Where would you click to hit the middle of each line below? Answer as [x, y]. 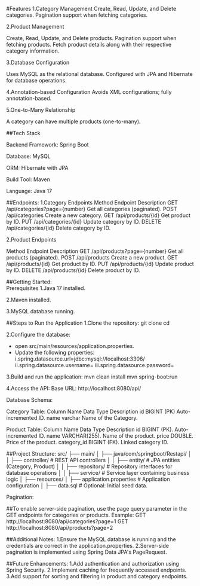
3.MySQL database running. [41, 311]
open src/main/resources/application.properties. [74, 346]
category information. [33, 51]
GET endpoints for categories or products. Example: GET [76, 515]
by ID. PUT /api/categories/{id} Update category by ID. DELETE [84, 222]
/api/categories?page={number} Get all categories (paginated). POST [92, 209]
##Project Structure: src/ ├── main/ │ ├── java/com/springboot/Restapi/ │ [99, 454]
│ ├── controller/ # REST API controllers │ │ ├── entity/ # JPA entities [93, 460]
